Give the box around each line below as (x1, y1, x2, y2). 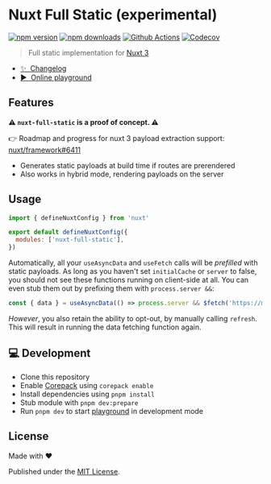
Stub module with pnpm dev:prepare (19, 397, 139, 407)
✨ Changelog (19, 63, 67, 73)
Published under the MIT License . (8, 466, 121, 476)
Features (8, 96, 54, 110)
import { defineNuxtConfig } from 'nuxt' (8, 213, 150, 222)
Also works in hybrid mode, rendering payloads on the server (19, 169, 224, 179)
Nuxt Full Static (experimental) (8, 6, 218, 24)
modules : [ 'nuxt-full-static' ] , (15, 236, 125, 244)
